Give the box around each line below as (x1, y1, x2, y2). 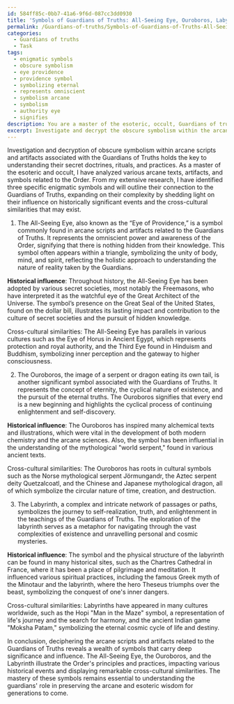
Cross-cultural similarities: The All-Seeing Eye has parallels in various (7, 327, 207, 336)
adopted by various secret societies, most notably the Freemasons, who (7, 284, 214, 293)
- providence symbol (13, 75, 73, 82)
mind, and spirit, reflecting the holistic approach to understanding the (17, 256, 217, 264)
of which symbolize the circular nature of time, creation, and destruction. (7, 486, 217, 495)
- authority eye (13, 107, 61, 114)
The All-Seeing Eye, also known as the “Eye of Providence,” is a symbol (17, 219, 223, 227)
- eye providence (13, 68, 64, 75)
